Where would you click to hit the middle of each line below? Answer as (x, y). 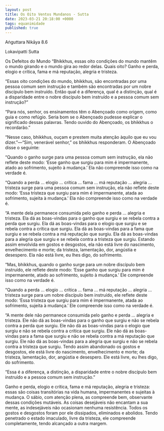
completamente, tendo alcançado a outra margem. (56, 424)
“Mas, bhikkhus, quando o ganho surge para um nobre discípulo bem (75, 265)
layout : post (18, 10)
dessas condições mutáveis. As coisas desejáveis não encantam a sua (77, 402)
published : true (22, 28)
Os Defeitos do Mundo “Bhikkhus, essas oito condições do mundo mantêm (81, 61)
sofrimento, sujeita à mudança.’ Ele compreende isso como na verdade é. (79, 306)
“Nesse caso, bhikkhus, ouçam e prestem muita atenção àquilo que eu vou (81, 137)
